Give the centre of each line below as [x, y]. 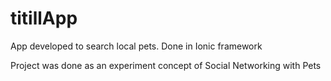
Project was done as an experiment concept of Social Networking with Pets [166, 65]
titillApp [44, 18]
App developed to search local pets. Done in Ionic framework [136, 46]
